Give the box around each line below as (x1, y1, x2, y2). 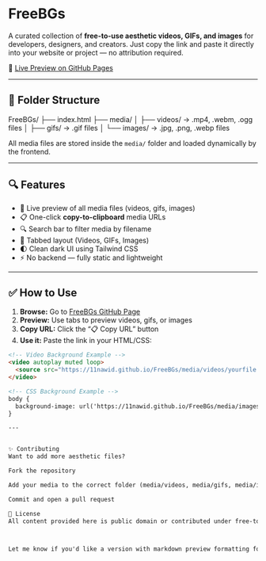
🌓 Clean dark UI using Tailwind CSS (19, 243, 139, 254)
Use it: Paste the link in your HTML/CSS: (19, 336, 152, 345)
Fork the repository (8, 467, 77, 475)
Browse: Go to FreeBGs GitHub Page (19, 307, 141, 317)
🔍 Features (8, 178, 66, 192)
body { (8, 395, 30, 403)
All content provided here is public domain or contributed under (8, 517, 232, 525)
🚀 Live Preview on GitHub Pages (8, 63, 113, 72)
